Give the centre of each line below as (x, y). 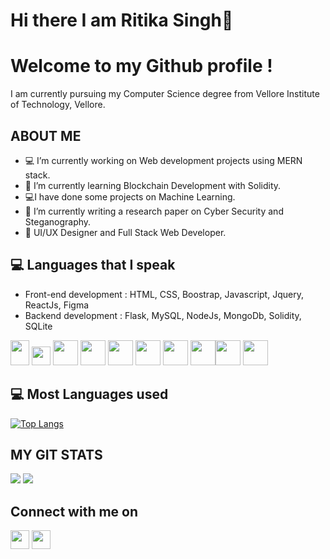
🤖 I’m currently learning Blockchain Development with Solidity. (153, 185)
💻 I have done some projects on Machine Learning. (130, 196)
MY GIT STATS (56, 454)
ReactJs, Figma (57, 305)
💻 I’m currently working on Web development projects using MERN (163, 160)
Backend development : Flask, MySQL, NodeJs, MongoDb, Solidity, (163, 315)
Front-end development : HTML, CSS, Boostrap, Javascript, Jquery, (164, 294)
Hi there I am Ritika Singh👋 (122, 20)
